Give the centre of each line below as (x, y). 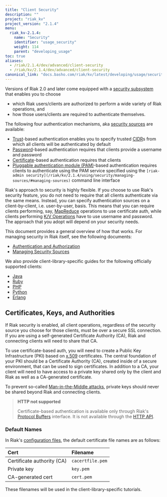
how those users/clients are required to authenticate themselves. (79, 114)
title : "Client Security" (32, 10)
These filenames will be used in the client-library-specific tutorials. (73, 489)
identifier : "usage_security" (45, 42)
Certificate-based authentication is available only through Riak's (83, 411)
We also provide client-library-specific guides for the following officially (78, 261)
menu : (11, 28)
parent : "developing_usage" (43, 51)
